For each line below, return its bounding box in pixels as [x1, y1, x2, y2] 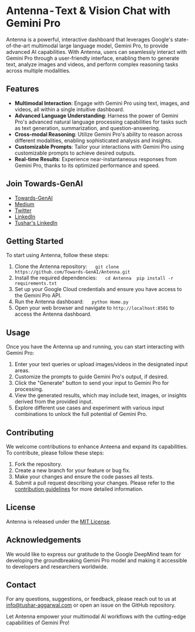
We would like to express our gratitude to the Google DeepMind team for [6, 551, 182, 558]
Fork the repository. [14, 461, 63, 467]
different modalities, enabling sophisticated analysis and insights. [14, 136, 172, 144]
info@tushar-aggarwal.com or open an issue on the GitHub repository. [6, 602, 176, 609]
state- [174, 36, 189, 43]
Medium [14, 200, 35, 207]
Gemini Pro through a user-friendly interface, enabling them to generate [6, 54, 180, 62]
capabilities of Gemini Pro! [6, 619, 70, 626]
